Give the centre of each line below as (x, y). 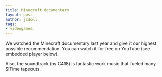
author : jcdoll (21, 19)
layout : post (19, 15)
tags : (11, 24)
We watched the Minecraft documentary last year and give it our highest (81, 43)
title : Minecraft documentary (37, 10)
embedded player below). (32, 54)
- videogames (19, 29)
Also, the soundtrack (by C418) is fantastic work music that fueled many (81, 64)
